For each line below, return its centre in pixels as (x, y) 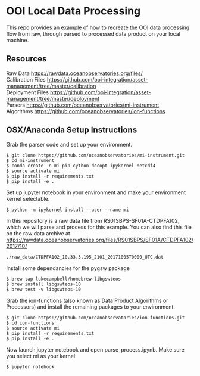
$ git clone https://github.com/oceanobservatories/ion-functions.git (96, 318)
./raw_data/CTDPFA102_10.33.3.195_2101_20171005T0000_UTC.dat (85, 257)
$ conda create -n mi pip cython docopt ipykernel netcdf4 (81, 166)
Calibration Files (26, 79)
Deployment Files (28, 92)
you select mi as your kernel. (41, 356)
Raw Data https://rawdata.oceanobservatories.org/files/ (74, 73)
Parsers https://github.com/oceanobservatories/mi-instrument (83, 105)
